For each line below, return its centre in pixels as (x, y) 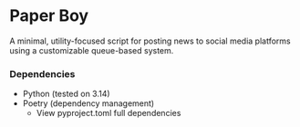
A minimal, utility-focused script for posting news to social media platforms (150, 41)
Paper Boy (49, 16)
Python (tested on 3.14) (67, 94)
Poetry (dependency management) (88, 103)
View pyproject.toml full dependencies (109, 113)
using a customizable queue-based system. (92, 50)
